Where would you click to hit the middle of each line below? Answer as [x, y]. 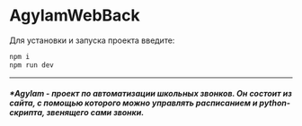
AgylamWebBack [75, 16]
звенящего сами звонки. [95, 113]
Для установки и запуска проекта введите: [92, 40]
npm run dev [31, 65]
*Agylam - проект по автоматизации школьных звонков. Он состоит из [151, 94]
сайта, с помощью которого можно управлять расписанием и [133, 103]
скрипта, [27, 113]
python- [275, 103]
